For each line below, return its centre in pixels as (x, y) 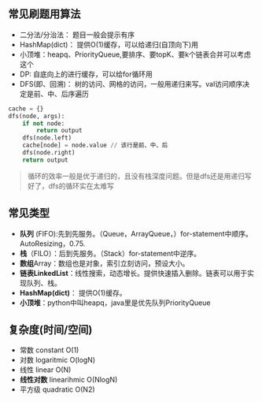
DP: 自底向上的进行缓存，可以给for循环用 (86, 74)
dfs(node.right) (49, 153)
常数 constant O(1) (49, 350)
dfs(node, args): (37, 116)
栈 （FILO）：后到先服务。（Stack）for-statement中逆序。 (110, 253)
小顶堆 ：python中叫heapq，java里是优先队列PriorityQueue (115, 303)
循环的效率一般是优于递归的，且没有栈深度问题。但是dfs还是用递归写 (139, 176)
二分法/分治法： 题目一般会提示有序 (77, 35)
